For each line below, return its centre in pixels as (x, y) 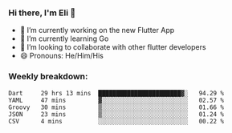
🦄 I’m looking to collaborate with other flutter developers (113, 47)
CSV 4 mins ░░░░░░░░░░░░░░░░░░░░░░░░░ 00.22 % (116, 121)
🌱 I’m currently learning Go (64, 38)
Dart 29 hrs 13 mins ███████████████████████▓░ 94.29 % (116, 93)
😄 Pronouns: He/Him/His (62, 56)
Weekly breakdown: (48, 77)
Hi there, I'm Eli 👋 (42, 13)
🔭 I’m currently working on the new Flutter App (97, 30)
